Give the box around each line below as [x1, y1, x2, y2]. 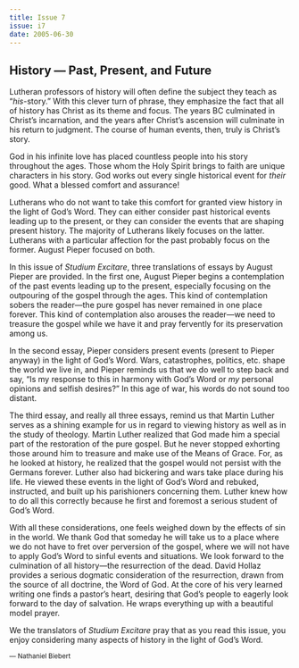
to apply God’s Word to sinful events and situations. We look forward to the [9, 551, 285, 562]
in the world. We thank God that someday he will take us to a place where [9, 532, 279, 543]
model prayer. [9, 608, 61, 619]
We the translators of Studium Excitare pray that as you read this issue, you [9, 625, 287, 636]
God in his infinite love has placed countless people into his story [9, 151, 248, 162]
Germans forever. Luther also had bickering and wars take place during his [9, 467, 284, 478]
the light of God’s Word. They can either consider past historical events [9, 206, 270, 217]
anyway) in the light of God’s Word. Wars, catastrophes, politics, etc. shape [9, 355, 286, 366]
